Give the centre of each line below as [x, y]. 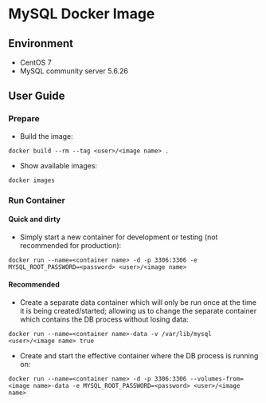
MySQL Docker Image [82, 14]
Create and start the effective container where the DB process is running [139, 356]
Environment [41, 43]
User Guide [37, 96]
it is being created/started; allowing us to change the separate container [138, 311]
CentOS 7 [35, 62]
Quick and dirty [35, 219]
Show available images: [59, 165]
